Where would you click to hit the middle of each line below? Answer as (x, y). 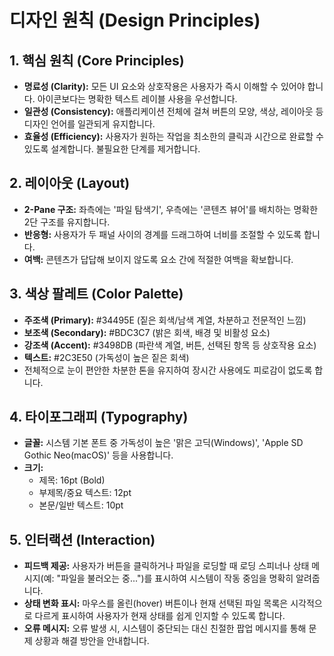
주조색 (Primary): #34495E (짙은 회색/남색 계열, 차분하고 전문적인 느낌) (165, 320)
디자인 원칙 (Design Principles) (135, 20)
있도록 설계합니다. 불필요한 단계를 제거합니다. (112, 149)
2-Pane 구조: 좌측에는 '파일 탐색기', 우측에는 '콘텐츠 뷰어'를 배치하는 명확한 (171, 209)
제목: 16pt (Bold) (72, 480)
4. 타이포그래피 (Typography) (99, 417)
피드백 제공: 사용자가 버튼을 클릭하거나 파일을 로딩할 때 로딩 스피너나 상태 (166, 566)
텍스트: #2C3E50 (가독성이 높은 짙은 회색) (106, 357)
